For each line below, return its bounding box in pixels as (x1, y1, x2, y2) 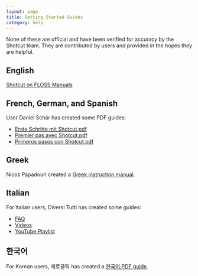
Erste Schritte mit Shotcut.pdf (14, 125, 87, 132)
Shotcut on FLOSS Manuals (6, 81, 73, 89)
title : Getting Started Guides (6, 14, 83, 20)
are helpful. (6, 48, 34, 56)
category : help (6, 20, 44, 25)
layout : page (6, 8, 38, 15)
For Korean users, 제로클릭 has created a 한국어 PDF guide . (6, 263, 149, 270)
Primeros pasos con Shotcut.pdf (14, 138, 94, 145)
